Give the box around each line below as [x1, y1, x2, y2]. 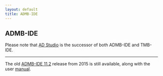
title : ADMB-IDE [5, 12, 38, 16]
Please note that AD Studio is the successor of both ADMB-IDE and [5, 42, 140, 48]
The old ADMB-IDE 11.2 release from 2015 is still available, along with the [5, 61, 150, 67]
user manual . [5, 66, 32, 72]
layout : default [5, 7, 38, 12]
